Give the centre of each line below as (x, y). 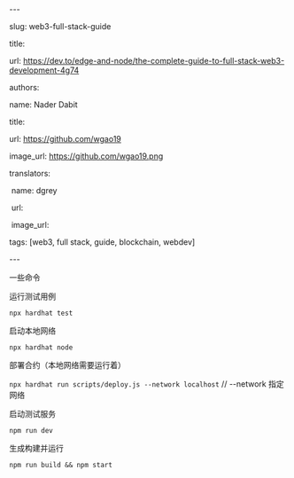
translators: (30, 173)
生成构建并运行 (36, 448)
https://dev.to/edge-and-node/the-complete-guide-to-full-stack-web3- (154, 61)
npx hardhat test (41, 313)
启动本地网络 (32, 331)
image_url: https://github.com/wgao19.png (86, 156)
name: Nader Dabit (43, 105)
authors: (24, 87)
